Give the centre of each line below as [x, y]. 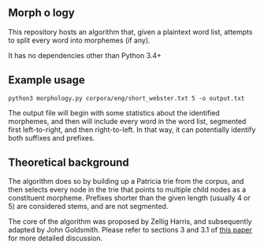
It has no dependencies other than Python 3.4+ [85, 55]
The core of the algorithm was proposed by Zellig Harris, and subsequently [130, 222]
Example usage [46, 81]
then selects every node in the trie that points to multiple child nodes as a [127, 190]
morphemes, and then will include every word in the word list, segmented [127, 121]
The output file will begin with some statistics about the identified [114, 112]
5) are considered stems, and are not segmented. [88, 207]
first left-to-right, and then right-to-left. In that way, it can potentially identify [132, 130]
